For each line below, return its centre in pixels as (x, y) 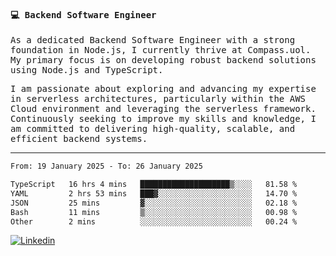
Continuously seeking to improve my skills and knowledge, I (163, 119)
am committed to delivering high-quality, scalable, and (153, 129)
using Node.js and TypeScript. (87, 70)
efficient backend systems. (79, 139)
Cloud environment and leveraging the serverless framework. (163, 109)
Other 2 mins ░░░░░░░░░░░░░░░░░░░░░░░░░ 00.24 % (154, 221)
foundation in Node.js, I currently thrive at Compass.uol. (161, 50)
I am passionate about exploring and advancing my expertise (163, 89)
